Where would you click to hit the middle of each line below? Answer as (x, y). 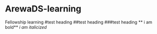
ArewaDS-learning (43, 9)
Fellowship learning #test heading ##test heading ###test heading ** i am (79, 22)
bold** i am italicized (26, 27)
